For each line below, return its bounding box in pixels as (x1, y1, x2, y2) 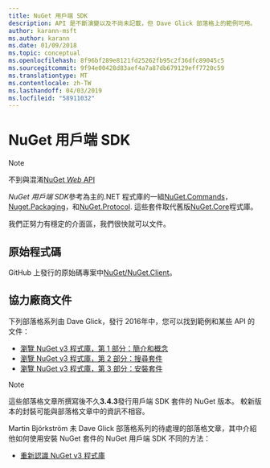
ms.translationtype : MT (8, 72, 88, 80)
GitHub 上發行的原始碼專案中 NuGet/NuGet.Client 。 (8, 268, 177, 277)
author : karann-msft (8, 27, 78, 35)
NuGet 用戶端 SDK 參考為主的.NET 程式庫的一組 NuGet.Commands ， (8, 192, 232, 202)
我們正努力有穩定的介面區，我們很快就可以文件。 (8, 219, 170, 229)
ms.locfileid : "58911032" (8, 94, 95, 102)
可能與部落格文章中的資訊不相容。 (35, 406, 149, 416)
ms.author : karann (8, 34, 70, 43)
